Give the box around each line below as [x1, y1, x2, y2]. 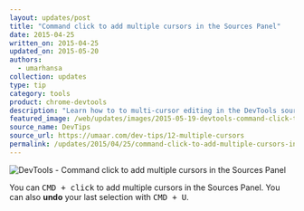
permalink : [9, 139, 51, 149]
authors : [9, 55, 43, 64]
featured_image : [9, 114, 71, 123]
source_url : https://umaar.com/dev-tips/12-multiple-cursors [9, 131, 245, 140]
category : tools [9, 89, 71, 98]
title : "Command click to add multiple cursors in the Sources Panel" [9, 22, 281, 31]
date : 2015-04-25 [9, 30, 75, 39]
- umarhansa [17, 64, 63, 73]
